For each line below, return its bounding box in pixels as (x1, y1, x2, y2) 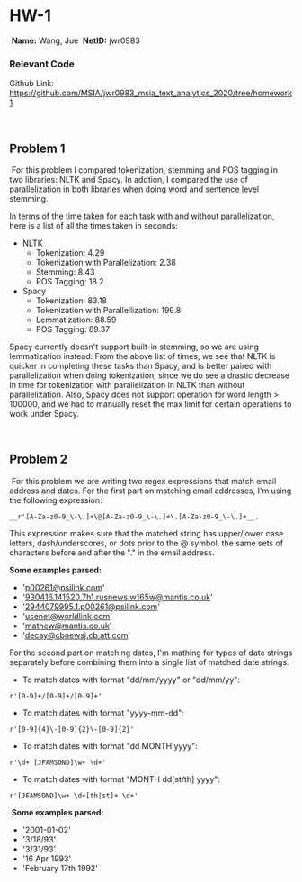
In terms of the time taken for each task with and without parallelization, (9, 211, 275, 221)
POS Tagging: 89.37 (35, 324, 111, 335)
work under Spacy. (9, 409, 79, 419)
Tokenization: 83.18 (35, 295, 108, 306)
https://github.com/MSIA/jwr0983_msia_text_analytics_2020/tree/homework (9, 87, 293, 99)
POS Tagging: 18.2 (35, 276, 105, 287)
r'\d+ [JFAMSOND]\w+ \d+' (9, 758, 106, 767)
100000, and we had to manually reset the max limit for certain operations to (9, 399, 292, 409)
